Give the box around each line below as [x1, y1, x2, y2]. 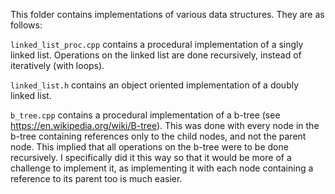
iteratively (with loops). [10, 60, 105, 71]
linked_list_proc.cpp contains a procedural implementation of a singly [10, 39, 304, 50]
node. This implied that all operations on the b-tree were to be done [10, 141, 289, 153]
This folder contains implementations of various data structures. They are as [10, 9, 325, 20]
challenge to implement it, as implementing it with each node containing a [10, 162, 314, 174]
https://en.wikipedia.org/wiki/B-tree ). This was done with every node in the [10, 120, 320, 131]
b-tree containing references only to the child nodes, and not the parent [10, 130, 307, 142]
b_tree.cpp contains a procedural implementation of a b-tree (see [10, 109, 281, 121]
